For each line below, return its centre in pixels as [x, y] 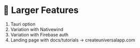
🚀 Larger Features [41, 10]
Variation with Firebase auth [39, 34]
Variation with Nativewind [37, 29]
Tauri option [23, 24]
